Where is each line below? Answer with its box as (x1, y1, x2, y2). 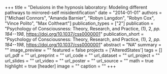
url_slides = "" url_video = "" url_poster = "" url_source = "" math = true (5, 58, 154, 63)
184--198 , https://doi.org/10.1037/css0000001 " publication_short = (5, 31, 144, 37)
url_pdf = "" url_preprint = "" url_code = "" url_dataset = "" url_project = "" (5, 52, 160, 58)
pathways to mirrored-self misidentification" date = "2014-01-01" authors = (5, 10, 162, 16)
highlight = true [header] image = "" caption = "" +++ (5, 63, 116, 69)
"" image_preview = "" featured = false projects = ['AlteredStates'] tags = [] (5, 47, 162, 53)
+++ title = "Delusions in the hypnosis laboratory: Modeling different (5, 5, 148, 10)
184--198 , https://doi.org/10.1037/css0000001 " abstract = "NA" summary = (5, 42, 162, 47)
